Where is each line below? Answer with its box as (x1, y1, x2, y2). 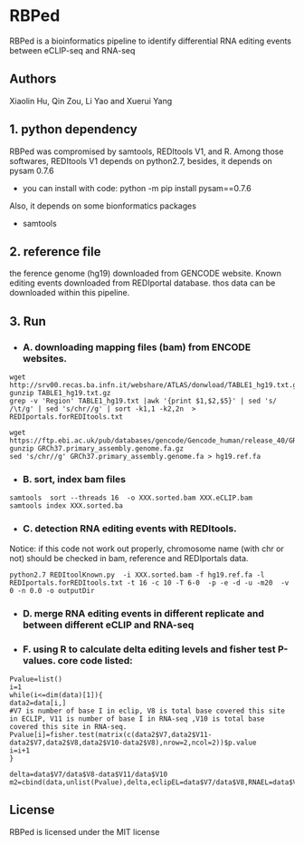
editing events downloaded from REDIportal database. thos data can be (9, 277, 276, 288)
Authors (9, 72, 57, 87)
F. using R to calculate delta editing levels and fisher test (22, 643, 276, 656)
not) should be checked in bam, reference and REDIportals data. (9, 552, 249, 563)
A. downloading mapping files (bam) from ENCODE (22, 341, 252, 354)
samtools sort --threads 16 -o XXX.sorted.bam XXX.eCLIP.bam (9, 493, 253, 503)
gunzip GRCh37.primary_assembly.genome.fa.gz (9, 444, 184, 453)
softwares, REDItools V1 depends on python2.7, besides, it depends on (9, 155, 273, 166)
